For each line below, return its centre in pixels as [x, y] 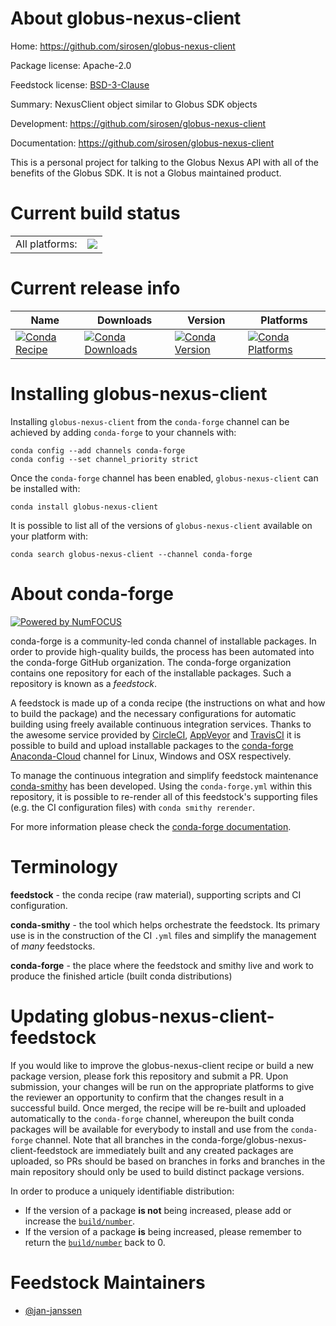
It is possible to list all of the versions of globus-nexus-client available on [161, 525]
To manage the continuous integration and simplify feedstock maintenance [164, 775]
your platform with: [49, 536]
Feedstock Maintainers [108, 1282]
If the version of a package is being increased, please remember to [163, 1231]
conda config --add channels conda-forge [98, 450]
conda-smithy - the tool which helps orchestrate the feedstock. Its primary [165, 924]
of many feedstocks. [53, 946]
